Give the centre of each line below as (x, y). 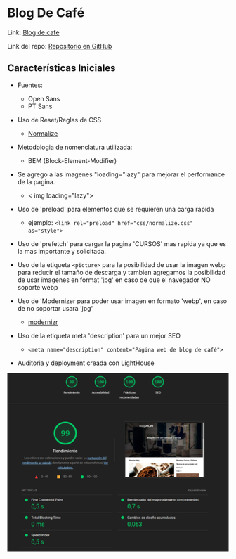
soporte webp (38, 287)
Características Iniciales (61, 68)
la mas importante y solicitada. (62, 251)
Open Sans (44, 98)
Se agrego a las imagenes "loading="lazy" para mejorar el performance (121, 174)
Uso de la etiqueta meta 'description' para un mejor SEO (99, 335)
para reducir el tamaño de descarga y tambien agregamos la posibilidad (122, 272)
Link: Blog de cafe (33, 32)
